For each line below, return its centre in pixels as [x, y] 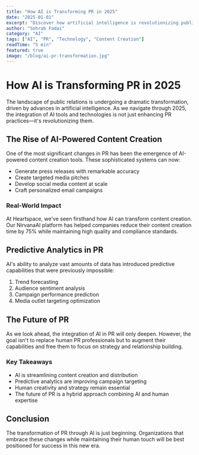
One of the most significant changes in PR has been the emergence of [92, 154]
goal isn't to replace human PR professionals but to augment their [86, 340]
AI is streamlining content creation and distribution [76, 375]
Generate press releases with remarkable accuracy [77, 171]
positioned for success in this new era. [53, 445]
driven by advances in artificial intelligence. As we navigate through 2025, [96, 108]
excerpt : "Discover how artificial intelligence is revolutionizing [92, 23]
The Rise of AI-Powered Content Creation [84, 139]
